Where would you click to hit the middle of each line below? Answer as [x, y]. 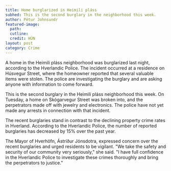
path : [16, 29]
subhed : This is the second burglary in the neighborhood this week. [81, 15]
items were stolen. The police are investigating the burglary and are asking [84, 79]
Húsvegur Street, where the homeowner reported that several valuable [80, 73]
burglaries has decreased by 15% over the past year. [60, 131]
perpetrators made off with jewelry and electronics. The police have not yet [84, 105]
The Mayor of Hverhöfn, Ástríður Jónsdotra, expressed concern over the [82, 141]
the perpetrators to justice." [34, 163]
